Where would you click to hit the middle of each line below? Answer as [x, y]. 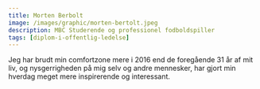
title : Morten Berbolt [46, 15]
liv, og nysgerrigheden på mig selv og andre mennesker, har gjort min [122, 69]
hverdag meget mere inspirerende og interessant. [89, 76]
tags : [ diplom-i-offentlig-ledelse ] [69, 37]
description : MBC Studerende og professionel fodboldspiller [112, 30]
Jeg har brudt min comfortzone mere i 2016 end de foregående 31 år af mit [131, 60]
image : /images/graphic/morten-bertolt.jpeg [83, 23]
